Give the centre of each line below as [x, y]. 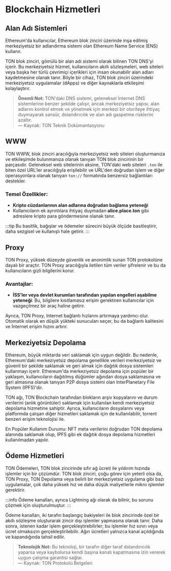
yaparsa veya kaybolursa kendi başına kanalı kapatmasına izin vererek [92, 552]
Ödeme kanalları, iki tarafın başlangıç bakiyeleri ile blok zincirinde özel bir [82, 515]
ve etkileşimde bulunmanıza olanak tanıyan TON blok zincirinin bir [75, 159]
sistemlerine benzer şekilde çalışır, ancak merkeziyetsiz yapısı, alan [89, 104]
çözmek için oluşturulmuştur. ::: [38, 505]
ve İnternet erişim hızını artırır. [36, 327]
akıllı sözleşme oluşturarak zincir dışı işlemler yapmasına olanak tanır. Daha [84, 520]
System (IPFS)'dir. [24, 388]
